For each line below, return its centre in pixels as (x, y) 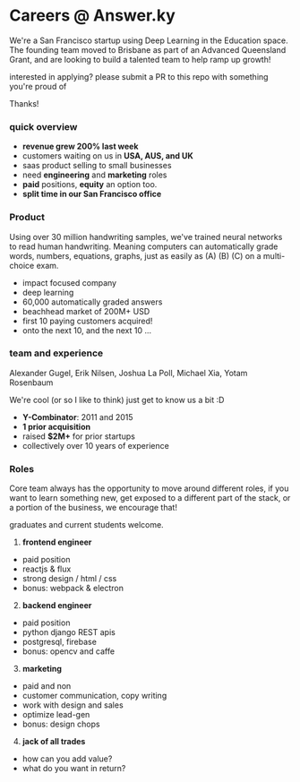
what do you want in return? (74, 769)
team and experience (56, 353)
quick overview (43, 126)
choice (22, 265)
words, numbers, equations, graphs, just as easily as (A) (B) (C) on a (135, 255)
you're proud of (38, 86)
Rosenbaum (31, 382)
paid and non (47, 686)
